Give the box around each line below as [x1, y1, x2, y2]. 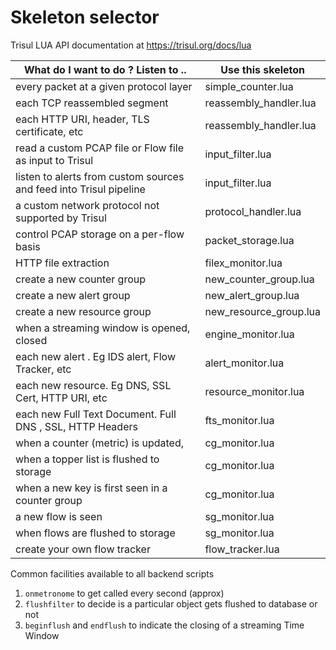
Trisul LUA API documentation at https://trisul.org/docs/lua [10, 39, 252, 51]
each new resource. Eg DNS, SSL [15, 378, 172, 392]
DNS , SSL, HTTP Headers [15, 419, 138, 433]
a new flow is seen [15, 509, 103, 523]
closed [15, 333, 48, 347]
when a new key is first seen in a [15, 481, 168, 495]
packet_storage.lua [204, 233, 295, 247]
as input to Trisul [15, 153, 94, 167]
